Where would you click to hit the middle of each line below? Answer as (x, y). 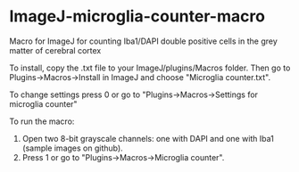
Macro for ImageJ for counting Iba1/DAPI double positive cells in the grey (144, 41)
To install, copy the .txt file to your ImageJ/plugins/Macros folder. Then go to (150, 68)
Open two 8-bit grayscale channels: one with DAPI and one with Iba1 (148, 138)
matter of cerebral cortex (55, 50)
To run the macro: (42, 121)
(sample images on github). (72, 148)
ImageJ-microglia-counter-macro (137, 16)
